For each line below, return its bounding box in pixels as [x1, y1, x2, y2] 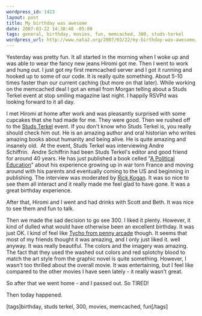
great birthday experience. [6, 187, 72, 194]
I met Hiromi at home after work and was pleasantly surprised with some [6, 110, 186, 117]
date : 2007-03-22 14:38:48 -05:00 [6, 25, 93, 32]
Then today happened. [6, 291, 63, 299]
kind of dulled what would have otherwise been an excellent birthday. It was [6, 223, 194, 230]
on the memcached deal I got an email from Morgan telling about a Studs [6, 86, 187, 92]
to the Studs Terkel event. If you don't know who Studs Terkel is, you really [6, 123, 192, 130]
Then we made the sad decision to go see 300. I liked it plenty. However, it [6, 216, 191, 224]
